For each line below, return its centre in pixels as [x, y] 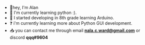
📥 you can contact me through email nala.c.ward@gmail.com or [75, 30]
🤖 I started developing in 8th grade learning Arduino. [62, 18]
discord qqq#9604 [29, 37]
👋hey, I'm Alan [24, 7]
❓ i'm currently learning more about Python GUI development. [71, 23]
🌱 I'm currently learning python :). [43, 13]
